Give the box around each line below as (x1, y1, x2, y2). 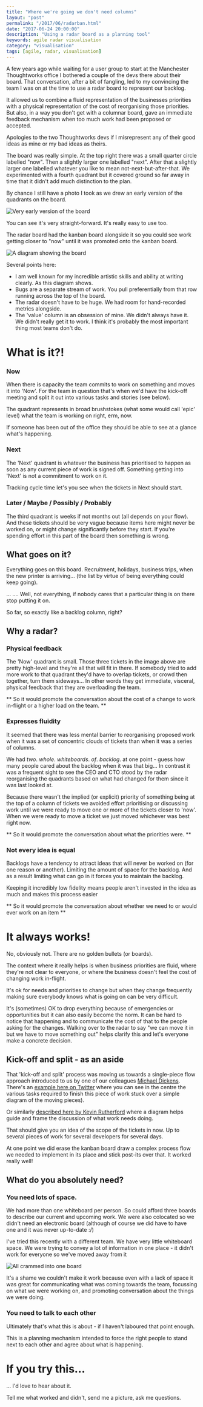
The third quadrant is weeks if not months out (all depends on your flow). (6, 512, 189, 520)
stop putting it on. (6, 597, 50, 604)
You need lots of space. (6, 1193, 77, 1201)
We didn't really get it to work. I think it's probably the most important (15, 318, 188, 325)
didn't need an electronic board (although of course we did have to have (6, 1220, 187, 1227)
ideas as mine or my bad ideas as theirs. (6, 140, 107, 147)
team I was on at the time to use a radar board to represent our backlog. (6, 84, 186, 92)
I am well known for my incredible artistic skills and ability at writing (15, 272, 184, 280)
